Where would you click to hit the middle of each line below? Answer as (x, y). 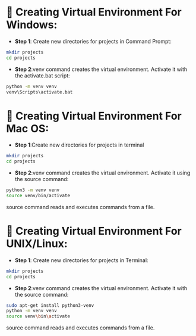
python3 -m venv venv (33, 190)
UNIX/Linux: (37, 244)
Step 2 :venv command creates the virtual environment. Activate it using (102, 173)
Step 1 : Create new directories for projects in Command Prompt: (93, 41)
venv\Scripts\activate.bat (39, 92)
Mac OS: (28, 128)
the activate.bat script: (42, 75)
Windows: (32, 25)
